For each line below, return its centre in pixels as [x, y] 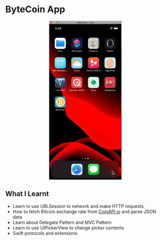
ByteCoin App [35, 9]
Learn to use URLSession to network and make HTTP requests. [79, 206]
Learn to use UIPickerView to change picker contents [68, 228]
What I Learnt [27, 194]
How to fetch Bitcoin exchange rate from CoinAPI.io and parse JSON [84, 212]
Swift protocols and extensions [45, 233]
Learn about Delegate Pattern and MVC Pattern [62, 222]
